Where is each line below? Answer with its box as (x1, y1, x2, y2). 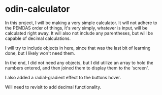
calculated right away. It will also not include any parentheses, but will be (5, 30, 153, 36)
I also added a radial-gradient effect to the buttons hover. (5, 74, 121, 80)
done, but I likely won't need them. (5, 50, 75, 56)
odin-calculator (5, 3, 70, 15)
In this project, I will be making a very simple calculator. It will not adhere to (5, 20, 158, 26)
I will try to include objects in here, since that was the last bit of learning (5, 45, 151, 51)
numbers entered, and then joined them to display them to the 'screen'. (5, 65, 149, 71)
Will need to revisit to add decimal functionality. (5, 84, 101, 90)
